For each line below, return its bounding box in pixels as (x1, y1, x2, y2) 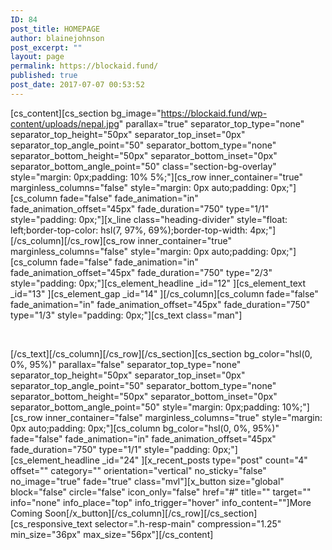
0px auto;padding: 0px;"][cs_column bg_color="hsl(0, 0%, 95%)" (10, 422, 280, 434)
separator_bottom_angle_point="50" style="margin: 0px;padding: (10, 401, 280, 413)
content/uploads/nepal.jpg (10, 117, 120, 130)
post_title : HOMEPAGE (10, 24, 101, 34)
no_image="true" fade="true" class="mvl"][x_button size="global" (10, 475, 285, 487)
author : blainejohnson (10, 33, 105, 43)
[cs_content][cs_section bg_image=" (10, 107, 162, 119)
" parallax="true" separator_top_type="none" (118, 117, 305, 130)
